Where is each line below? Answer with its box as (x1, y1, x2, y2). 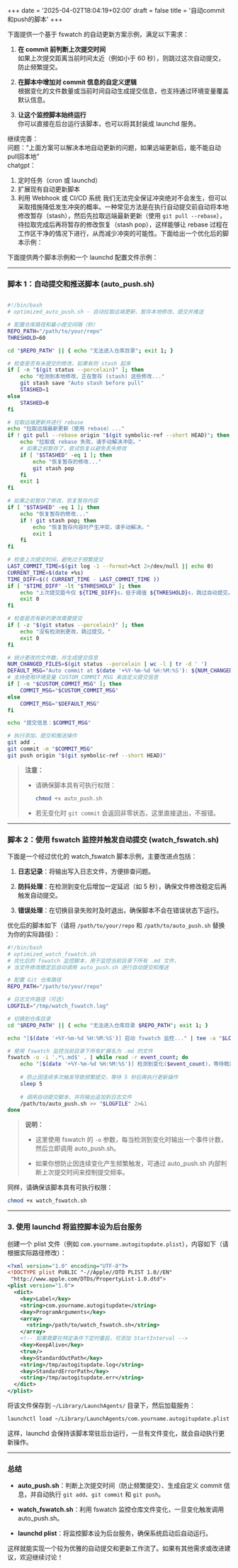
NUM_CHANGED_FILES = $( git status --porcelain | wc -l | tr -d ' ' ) (7, 660, 208, 668)
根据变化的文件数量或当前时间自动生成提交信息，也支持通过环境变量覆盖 (17, 87, 229, 95)
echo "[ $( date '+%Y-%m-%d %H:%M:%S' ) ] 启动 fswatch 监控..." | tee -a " (7, 1034, 222, 1042)
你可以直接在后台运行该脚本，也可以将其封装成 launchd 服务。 (17, 120, 200, 127)
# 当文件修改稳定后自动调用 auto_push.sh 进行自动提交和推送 (7, 963, 169, 971)
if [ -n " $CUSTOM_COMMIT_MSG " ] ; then (7, 680, 122, 688)
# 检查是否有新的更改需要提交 (7, 615, 83, 622)
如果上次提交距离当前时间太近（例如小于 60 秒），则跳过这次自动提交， (17, 54, 225, 62)
